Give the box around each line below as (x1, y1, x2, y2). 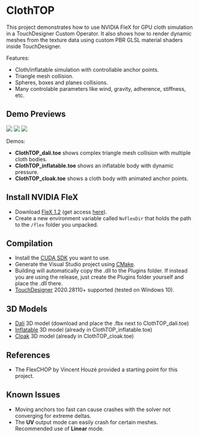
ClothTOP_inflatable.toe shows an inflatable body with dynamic (14, 162, 174, 169)
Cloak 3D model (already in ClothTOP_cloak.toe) (14, 332, 134, 340)
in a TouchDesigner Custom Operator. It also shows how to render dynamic (6, 29, 192, 37)
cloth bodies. (14, 155, 47, 163)
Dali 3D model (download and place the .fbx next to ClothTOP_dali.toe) (14, 320, 189, 327)
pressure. (14, 168, 39, 175)
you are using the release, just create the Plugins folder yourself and (14, 273, 184, 280)
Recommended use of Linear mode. (14, 425, 104, 432)
